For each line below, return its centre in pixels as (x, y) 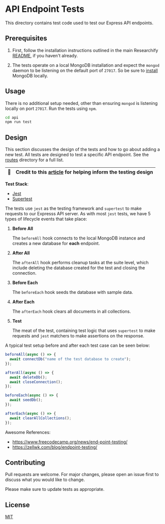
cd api (12, 117)
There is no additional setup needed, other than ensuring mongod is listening (82, 103)
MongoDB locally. (30, 76)
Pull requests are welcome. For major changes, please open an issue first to (82, 475)
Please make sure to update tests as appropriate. (55, 489)
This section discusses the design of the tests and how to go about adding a (82, 149)
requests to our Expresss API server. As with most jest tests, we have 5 (78, 214)
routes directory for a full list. (34, 160)
